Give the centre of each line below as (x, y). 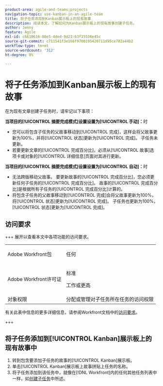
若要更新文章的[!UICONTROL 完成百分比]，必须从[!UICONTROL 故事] (81, 150)
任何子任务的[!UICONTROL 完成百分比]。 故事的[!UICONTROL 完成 (83, 183)
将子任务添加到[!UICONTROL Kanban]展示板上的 (78, 339)
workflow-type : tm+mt (27, 46)
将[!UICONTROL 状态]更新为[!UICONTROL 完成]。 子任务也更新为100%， (85, 201)
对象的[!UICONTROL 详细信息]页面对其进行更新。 (74, 156)
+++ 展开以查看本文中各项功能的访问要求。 (48, 237)
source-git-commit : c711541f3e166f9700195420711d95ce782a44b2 (69, 41)
